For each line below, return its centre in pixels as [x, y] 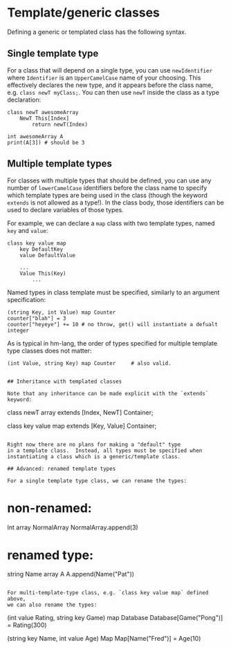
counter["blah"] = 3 [37, 318]
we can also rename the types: [52, 605]
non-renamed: [49, 508]
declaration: [24, 100]
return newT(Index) [60, 124]
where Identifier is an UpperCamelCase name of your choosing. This [104, 77]
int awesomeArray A [35, 136]
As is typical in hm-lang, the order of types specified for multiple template [112, 343]
